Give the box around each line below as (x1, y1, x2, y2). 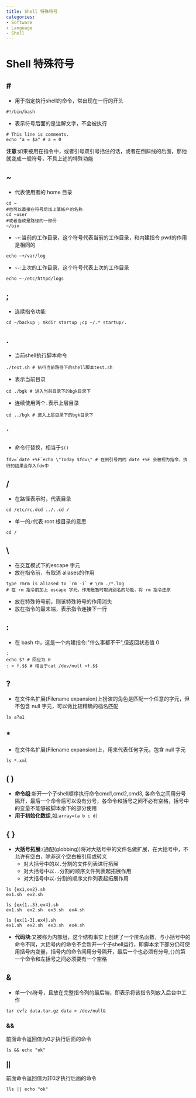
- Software (6, 19, 33, 25)
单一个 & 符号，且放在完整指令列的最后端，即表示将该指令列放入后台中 (14, 989, 181, 996)
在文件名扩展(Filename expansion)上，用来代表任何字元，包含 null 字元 (14, 746, 186, 753)
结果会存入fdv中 (14, 463, 49, 469)
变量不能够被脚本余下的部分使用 (19, 805, 97, 812)
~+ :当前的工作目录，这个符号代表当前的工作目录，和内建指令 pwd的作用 (14, 234, 187, 241)
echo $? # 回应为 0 (6, 657, 51, 663)
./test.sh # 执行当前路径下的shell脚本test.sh (6, 364, 113, 370)
